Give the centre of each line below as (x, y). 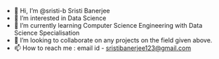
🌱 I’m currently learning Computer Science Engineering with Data (108, 25)
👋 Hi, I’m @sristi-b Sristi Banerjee (62, 11)
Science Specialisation (47, 33)
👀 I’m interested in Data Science (60, 18)
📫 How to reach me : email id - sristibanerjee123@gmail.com (102, 48)
